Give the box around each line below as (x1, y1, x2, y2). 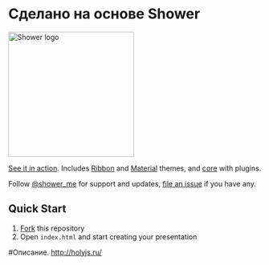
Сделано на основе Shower (8, 5, 201, 23)
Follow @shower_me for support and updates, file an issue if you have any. (8, 179, 257, 188)
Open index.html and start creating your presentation (19, 231, 198, 241)
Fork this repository (19, 223, 85, 233)
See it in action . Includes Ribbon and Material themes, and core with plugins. (8, 163, 262, 173)
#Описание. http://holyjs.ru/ (8, 247, 102, 257)
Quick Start (8, 202, 67, 216)
